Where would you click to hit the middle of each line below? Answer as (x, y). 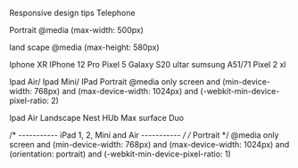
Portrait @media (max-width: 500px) (77, 30)
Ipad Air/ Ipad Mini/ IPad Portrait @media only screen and (115, 82)
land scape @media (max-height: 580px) (84, 47)
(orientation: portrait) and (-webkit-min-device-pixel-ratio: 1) (120, 154)
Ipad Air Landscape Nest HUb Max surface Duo (97, 118)
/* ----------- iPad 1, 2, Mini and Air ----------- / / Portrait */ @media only (144, 135)
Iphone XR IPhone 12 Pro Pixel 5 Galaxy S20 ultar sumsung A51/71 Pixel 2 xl (148, 64)
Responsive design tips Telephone (72, 13)
